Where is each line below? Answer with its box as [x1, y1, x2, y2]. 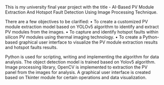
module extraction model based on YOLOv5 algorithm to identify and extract [5, 24, 159, 30]
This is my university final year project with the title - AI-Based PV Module [5, 4, 154, 10]
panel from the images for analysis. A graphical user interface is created [5, 69, 151, 75]
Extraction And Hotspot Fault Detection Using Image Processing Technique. [5, 9, 158, 15]
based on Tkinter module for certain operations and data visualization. [5, 75, 147, 80]
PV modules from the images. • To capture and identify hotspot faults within [5, 29, 159, 34]
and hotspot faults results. [5, 45, 58, 50]
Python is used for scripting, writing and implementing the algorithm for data [5, 54, 159, 60]
